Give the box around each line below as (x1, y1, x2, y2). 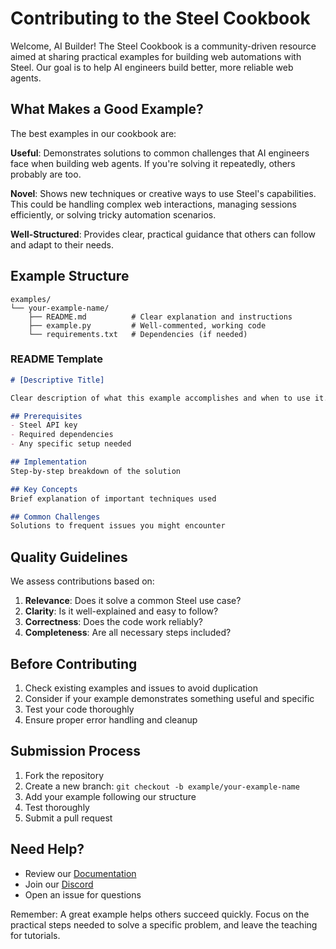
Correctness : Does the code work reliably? (24, 616, 203, 628)
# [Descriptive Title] (10, 375, 105, 385)
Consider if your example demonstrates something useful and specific (24, 692, 315, 704)
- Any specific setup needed (10, 439, 132, 449)
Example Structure (10, 268, 130, 285)
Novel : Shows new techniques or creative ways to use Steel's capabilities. (10, 187, 317, 199)
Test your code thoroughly (24, 703, 135, 715)
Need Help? (10, 841, 85, 858)
